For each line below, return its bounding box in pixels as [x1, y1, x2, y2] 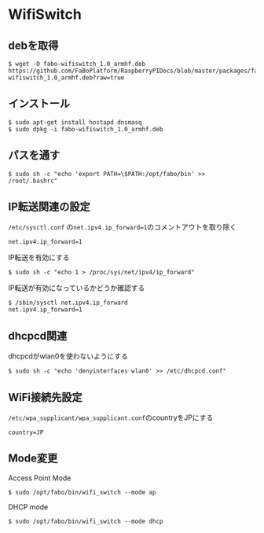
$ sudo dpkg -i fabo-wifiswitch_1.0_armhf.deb [8, 125, 163, 133]
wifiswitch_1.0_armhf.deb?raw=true [8, 74, 125, 82]
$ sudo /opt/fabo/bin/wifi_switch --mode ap [8, 488, 156, 496]
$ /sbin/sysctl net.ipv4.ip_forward [8, 299, 128, 307]
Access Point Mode [8, 473, 71, 483]
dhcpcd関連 [8, 329, 68, 343]
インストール [8, 97, 71, 111]
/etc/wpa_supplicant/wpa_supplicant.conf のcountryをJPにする [8, 413, 214, 422]
